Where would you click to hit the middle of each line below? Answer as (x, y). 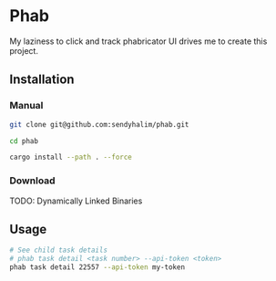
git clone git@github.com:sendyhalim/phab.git (99, 124)
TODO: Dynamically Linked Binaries (76, 201)
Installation (42, 80)
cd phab (24, 141)
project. (24, 50)
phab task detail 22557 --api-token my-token (97, 267)
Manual (26, 106)
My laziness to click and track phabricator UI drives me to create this (138, 41)
